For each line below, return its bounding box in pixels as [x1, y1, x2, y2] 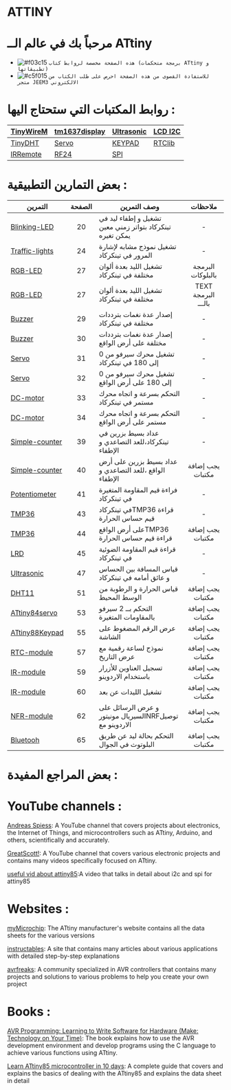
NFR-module [10, 711, 54, 721]
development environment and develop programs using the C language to [7, 1041, 217, 1049]
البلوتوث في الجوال [98, 740, 155, 749]
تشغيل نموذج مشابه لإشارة [98, 242, 177, 251]
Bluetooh [10, 735, 40, 745]
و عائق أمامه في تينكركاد [98, 573, 170, 582]
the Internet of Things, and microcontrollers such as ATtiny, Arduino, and [7, 829, 213, 837]
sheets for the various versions [7, 931, 95, 939]
